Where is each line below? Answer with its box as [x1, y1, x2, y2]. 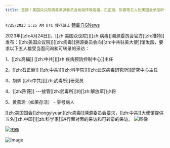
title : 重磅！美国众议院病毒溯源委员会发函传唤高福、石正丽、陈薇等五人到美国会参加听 [5, 7, 164, 13]
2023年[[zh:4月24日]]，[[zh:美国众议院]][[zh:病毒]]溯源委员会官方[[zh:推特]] [5, 32, 164, 38]
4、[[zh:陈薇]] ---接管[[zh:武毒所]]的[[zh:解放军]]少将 [5, 88, 116, 94]
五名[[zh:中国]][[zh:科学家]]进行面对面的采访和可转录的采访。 [5, 116, 133, 122]
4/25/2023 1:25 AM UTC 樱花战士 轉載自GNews [5, 22, 100, 28]
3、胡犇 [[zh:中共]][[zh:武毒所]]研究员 [5, 77, 84, 83]
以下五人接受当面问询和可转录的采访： [9, 45, 90, 51]
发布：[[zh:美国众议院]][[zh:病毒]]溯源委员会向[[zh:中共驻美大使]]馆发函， [5, 39, 159, 45]
